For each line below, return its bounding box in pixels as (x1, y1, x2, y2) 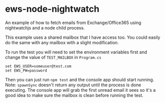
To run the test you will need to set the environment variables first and (5, 49, 147, 55)
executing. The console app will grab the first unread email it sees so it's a (5, 87, 156, 93)
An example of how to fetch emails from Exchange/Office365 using (5, 20, 141, 26)
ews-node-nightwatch (5, 3, 99, 15)
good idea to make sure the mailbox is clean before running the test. (5, 92, 144, 98)
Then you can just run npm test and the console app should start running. (5, 77, 154, 82)
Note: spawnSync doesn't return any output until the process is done (5, 82, 141, 88)
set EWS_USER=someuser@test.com (5, 64, 71, 69)
